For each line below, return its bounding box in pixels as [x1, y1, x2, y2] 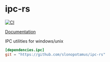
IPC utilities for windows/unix [5, 38, 64, 44]
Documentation [5, 29, 36, 34]
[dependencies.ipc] [5, 47, 45, 52]
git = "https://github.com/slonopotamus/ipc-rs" [5, 52, 106, 57]
